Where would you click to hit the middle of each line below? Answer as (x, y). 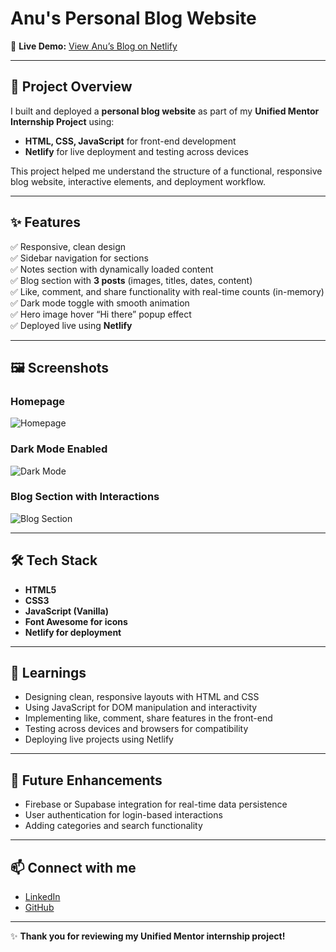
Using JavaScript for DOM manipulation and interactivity (141, 708)
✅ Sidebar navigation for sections (79, 258)
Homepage (37, 401)
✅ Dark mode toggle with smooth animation (100, 303)
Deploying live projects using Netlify (99, 739)
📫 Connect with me (73, 867)
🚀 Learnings (48, 673)
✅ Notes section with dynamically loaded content (112, 269)
